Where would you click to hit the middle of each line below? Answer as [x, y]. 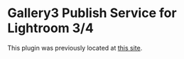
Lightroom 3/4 [50, 28]
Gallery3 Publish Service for [92, 13]
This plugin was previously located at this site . [75, 48]
